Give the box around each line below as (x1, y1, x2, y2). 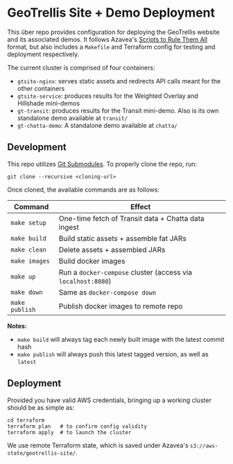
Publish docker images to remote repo (58, 301, 183, 310)
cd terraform (7, 417, 45, 424)
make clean (10, 245, 46, 254)
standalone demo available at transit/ (17, 113, 128, 122)
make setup (10, 219, 46, 226)
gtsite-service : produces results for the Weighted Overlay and (17, 92, 199, 100)
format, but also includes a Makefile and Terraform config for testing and (7, 42, 216, 51)
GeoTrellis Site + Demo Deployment (7, 5, 215, 21)
